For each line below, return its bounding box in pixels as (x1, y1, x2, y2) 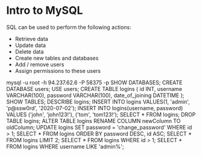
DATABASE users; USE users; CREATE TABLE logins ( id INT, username (6, 85, 183, 92)
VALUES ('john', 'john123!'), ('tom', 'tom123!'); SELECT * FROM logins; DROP (6, 111, 196, 118)
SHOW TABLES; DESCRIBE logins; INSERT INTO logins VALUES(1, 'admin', (6, 98, 190, 105)
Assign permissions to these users (14, 67, 101, 74)
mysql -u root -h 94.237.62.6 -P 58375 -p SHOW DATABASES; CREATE (6, 79, 183, 86)
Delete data (14, 48, 44, 55)
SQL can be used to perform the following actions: (6, 23, 131, 31)
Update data (14, 42, 46, 49)
